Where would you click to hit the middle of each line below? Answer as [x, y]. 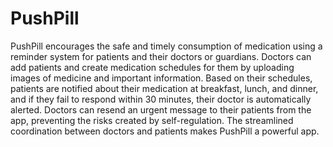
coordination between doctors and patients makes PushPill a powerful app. [165, 131]
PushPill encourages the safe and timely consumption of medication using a [166, 46]
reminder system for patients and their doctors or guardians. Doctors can [161, 56]
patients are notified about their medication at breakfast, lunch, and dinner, [164, 88]
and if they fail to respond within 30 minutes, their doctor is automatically [161, 99]
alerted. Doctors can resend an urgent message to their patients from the [161, 109]
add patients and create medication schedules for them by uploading [152, 67]
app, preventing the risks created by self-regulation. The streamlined [152, 120]
